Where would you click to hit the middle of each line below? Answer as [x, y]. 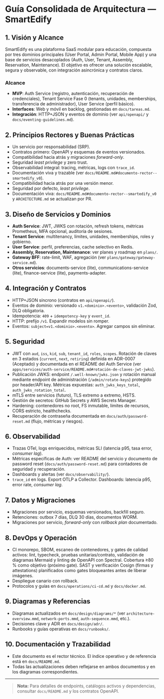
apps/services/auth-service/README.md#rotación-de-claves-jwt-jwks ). [83, 369]
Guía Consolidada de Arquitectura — [81, 9]
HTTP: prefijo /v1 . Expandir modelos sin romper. [61, 321]
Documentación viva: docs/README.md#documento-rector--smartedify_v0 [84, 194]
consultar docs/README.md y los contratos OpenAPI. [68, 691]
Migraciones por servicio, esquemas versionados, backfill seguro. [78, 512]
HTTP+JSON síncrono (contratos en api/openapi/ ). [63, 300]
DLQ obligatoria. [28, 310]
